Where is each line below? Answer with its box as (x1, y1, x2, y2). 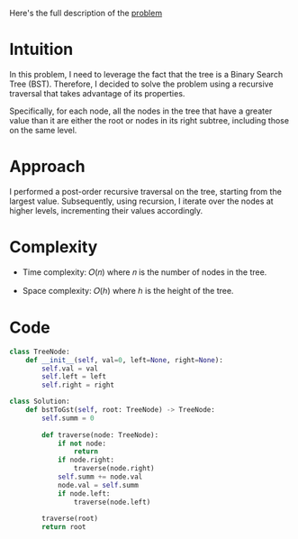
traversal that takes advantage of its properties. (9, 87, 185, 98)
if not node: (57, 439, 106, 448)
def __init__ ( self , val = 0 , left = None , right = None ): (25, 355, 223, 364)
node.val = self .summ (57, 480, 140, 489)
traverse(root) (41, 514, 99, 524)
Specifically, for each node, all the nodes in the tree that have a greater (9, 105, 273, 116)
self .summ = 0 (41, 414, 95, 423)
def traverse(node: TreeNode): (41, 430, 159, 440)
